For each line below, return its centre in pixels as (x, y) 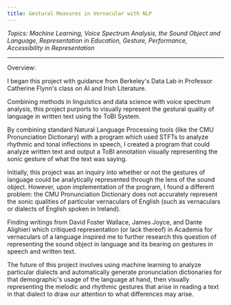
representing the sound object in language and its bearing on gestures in (110, 244)
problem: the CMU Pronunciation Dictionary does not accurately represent (112, 194)
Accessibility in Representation (51, 48)
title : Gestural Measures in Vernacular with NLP (80, 13)
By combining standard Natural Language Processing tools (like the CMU (111, 129)
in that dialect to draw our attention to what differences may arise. (100, 294)
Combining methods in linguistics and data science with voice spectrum (109, 101)
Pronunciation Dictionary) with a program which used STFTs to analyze (108, 137)
